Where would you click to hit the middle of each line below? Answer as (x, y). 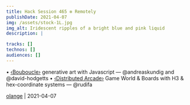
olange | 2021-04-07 (32, 96)
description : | (25, 34)
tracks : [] (19, 44)
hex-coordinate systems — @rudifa (49, 84)
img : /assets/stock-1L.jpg (39, 22)
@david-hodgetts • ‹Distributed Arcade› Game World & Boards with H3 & (95, 78)
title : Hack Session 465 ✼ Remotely (51, 12)
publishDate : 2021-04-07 (37, 17)
